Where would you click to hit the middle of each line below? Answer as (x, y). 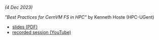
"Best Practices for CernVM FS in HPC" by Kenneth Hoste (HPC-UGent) (79, 17)
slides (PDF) (25, 27)
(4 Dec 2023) (19, 7)
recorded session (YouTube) (42, 32)
